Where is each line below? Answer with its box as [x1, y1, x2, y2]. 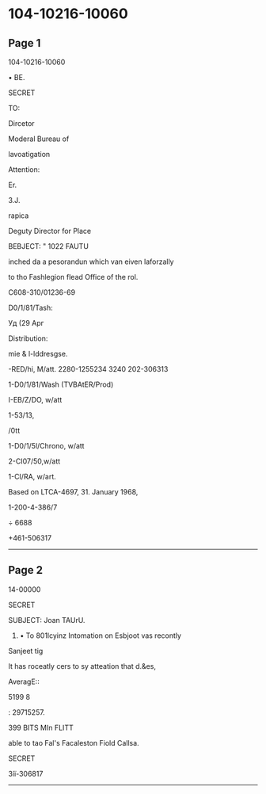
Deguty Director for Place [8, 227, 92, 235]
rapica [8, 211, 29, 220]
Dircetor [8, 119, 35, 128]
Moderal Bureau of [8, 134, 70, 143]
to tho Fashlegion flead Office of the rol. [8, 273, 139, 281]
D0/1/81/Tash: [8, 303, 53, 312]
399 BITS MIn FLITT [8, 723, 74, 732]
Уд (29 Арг [8, 319, 44, 327]
